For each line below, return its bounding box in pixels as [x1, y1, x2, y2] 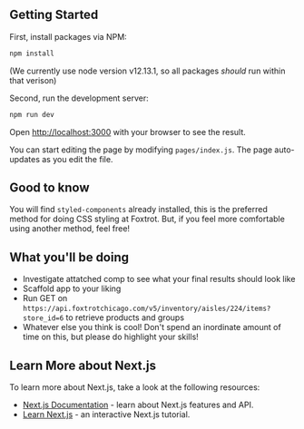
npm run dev [9, 110, 54, 119]
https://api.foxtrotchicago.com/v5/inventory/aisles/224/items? [22, 304, 271, 314]
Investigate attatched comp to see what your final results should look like [22, 274, 296, 285]
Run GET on [22, 293, 68, 304]
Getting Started [9, 7, 99, 23]
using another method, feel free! [9, 223, 130, 234]
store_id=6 [22, 314, 64, 323]
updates [9, 153, 41, 164]
